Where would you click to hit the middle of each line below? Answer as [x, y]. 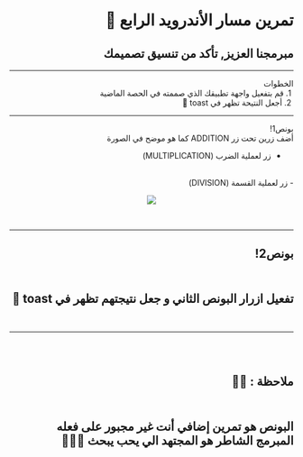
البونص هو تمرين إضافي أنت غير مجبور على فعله [175, 426]
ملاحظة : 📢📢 [262, 382]
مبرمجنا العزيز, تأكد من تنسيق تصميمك [198, 54]
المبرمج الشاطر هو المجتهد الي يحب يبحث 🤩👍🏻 [178, 440]
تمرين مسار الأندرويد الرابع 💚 [199, 20]
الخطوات [279, 83]
